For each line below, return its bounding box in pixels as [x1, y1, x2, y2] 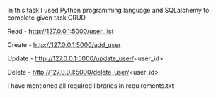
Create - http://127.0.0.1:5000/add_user [7, 41, 122, 48]
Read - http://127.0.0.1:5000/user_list [7, 27, 114, 35]
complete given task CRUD [7, 13, 86, 22]
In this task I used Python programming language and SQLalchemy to [7, 6, 210, 14]
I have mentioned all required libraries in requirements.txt [7, 82, 174, 90]
